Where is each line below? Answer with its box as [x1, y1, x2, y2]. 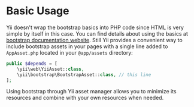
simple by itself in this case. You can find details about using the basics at [6, 30, 189, 37]
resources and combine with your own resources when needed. [6, 94, 164, 102]
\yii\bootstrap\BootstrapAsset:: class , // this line [17, 71, 151, 78]
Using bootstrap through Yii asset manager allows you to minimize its [6, 88, 177, 95]
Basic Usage [6, 4, 69, 18]
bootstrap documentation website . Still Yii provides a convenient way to [6, 36, 183, 43]
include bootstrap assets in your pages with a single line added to [6, 43, 168, 50]
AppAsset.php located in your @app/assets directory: [6, 49, 133, 56]
